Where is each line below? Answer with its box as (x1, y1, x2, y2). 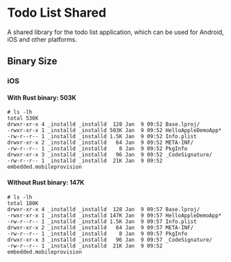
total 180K (7, 199, 39, 206)
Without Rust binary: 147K (7, 179, 85, 187)
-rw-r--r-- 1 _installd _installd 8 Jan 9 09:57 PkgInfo (7, 230, 188, 237)
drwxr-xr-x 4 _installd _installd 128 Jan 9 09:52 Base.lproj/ (7, 121, 200, 128)
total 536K (7, 115, 39, 122)
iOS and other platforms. (7, 35, 78, 43)
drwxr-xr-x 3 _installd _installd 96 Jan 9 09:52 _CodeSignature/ (7, 152, 213, 158)
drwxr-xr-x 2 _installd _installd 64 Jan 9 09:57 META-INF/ (7, 224, 194, 231)
